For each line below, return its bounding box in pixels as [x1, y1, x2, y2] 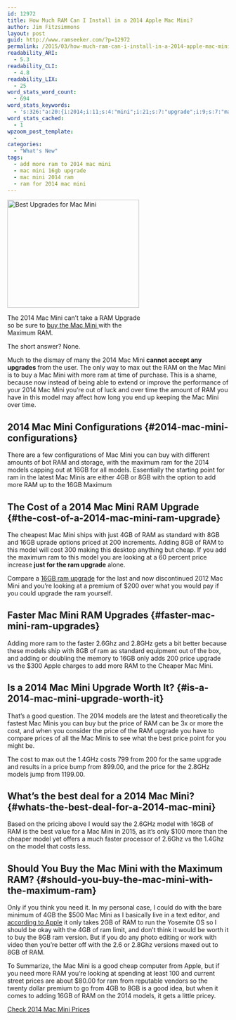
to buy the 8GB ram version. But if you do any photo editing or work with [7, 933, 217, 942]
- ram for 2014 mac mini [13, 180, 86, 187]
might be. [7, 741, 35, 749]
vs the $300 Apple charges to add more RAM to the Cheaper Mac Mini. [7, 661, 214, 670]
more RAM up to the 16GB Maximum [7, 481, 112, 489]
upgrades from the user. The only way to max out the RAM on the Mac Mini [7, 363, 226, 372]
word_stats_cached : [7, 115, 65, 122]
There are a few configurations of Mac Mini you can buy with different [7, 451, 210, 459]
